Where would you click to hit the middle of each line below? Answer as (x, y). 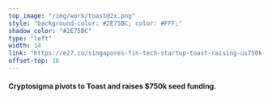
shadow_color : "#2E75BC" (50, 31)
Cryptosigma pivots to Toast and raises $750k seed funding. (113, 86)
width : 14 (25, 46)
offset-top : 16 (34, 61)
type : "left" (30, 38)
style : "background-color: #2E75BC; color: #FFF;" (96, 23)
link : (17, 53)
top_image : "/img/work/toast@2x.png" (72, 16)
